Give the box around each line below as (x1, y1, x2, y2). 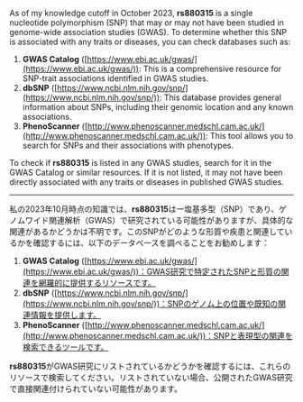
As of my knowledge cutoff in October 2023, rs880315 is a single (9, 8, 253, 18)
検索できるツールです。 (22, 342, 109, 352)
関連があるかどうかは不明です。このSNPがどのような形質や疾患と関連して (9, 226, 286, 237)
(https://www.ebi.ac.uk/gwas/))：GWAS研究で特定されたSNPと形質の (22, 266, 281, 277)
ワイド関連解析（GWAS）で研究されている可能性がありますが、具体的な (24, 215, 294, 225)
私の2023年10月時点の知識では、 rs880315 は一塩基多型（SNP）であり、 (9, 204, 280, 215)
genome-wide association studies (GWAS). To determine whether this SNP (9, 27, 287, 37)
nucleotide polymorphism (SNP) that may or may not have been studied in (9, 17, 284, 28)
